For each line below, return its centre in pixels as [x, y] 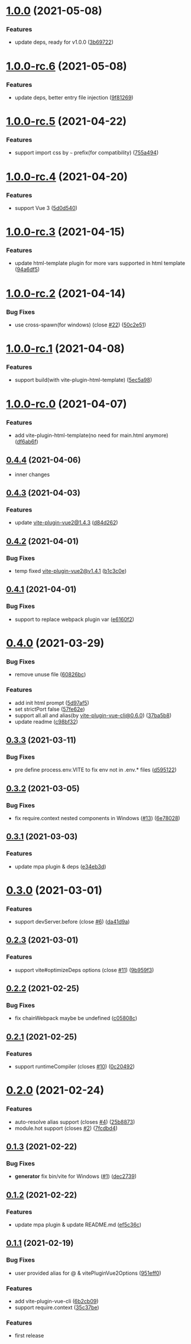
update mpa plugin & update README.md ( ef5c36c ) [78, 1225]
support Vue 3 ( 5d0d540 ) [46, 208]
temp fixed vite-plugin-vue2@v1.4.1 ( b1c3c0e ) [71, 571]
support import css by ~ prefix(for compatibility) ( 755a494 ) [86, 153]
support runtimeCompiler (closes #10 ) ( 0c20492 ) [75, 1067]
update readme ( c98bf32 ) [46, 721]
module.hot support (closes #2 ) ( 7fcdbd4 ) [66, 1128]
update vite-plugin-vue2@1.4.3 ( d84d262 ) [66, 523]
